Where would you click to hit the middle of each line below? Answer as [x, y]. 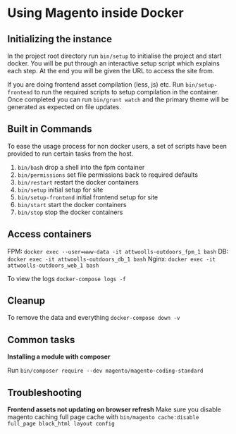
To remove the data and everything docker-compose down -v [94, 318]
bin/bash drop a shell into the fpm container [81, 167]
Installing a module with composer [59, 356]
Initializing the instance [60, 39]
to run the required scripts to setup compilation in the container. [127, 92]
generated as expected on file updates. [64, 107]
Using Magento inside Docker [96, 13]
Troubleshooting [45, 392]
